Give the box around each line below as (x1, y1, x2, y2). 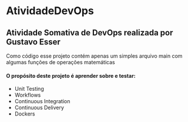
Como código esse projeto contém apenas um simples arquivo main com (6, 52, 183, 60)
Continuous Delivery (14, 104, 65, 111)
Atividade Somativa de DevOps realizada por (6, 28, 173, 38)
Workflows (14, 91, 41, 98)
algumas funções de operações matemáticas (6, 59, 116, 65)
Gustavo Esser (6, 37, 61, 47)
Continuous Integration (14, 98, 70, 105)
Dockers (14, 110, 35, 117)
